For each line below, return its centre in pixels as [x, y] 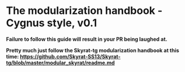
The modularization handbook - [84, 11]
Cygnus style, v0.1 [52, 23]
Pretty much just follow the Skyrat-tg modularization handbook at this [93, 50]
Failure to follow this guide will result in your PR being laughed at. [87, 39]
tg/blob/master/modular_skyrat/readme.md [60, 63]
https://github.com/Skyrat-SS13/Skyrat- [70, 56]
